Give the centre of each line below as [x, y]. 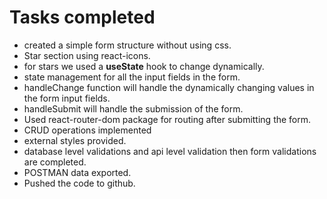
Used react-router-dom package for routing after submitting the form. [167, 119]
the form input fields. [67, 98]
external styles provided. [75, 140]
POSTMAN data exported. [77, 172]
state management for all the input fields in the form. [132, 77]
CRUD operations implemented [87, 130]
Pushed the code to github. [79, 183]
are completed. [55, 162]
